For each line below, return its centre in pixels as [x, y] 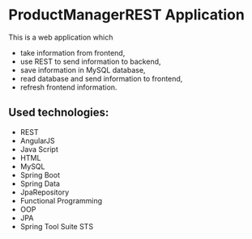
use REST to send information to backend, [90, 61]
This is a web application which [61, 37]
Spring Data [40, 183]
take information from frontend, [73, 52]
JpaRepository [45, 192]
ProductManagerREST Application [126, 15]
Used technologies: [59, 113]
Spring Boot [40, 174]
